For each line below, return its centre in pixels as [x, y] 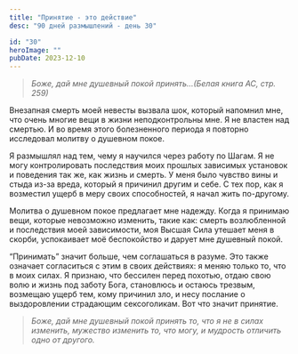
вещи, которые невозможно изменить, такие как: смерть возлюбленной [148, 221]
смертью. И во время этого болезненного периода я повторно [129, 129]
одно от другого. [63, 340]
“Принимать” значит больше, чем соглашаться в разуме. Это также [139, 257]
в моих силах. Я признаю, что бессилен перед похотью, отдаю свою [140, 276]
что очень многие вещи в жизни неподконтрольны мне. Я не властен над [149, 120]
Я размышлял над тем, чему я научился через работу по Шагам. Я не [142, 156]
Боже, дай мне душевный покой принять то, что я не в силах [147, 321]
